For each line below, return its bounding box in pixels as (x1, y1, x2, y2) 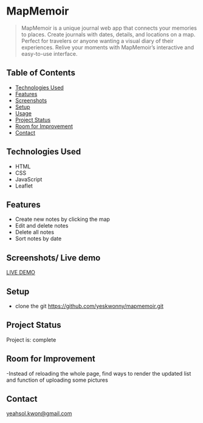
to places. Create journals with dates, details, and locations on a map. (21, 30, 196, 38)
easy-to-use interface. (21, 50, 78, 57)
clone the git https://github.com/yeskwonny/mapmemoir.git (15, 302, 164, 310)
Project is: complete (6, 336, 57, 343)
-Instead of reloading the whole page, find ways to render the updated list (6, 370, 191, 377)
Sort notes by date (15, 235, 62, 242)
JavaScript (15, 175, 43, 183)
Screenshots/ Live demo (6, 252, 101, 263)
